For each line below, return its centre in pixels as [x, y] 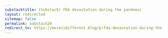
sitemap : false [21, 19]
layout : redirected [25, 14]
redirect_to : [18, 28]
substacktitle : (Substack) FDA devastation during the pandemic [73, 10]
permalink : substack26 [28, 23]
